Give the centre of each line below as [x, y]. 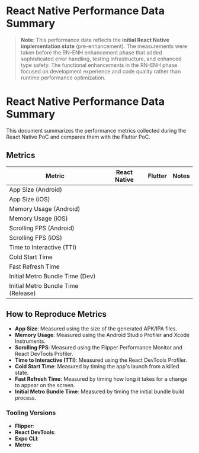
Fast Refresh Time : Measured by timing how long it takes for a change [101, 379]
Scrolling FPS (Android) [42, 228]
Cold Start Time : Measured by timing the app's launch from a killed [97, 366]
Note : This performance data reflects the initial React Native [95, 40]
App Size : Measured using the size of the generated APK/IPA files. [96, 328]
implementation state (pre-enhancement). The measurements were [104, 46]
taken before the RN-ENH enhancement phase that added [91, 52]
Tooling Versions [31, 413]
